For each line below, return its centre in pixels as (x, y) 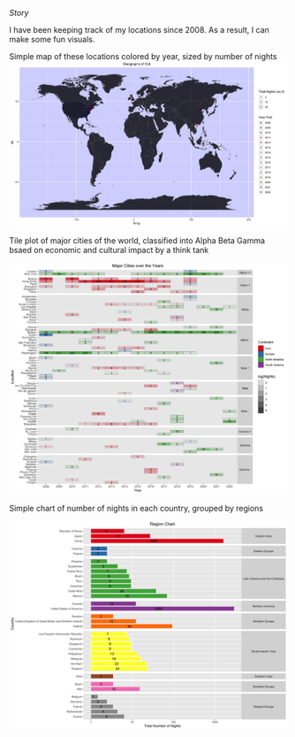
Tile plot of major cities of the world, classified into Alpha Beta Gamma (137, 240)
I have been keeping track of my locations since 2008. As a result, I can (139, 30)
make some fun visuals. (52, 39)
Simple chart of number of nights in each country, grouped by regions (136, 509)
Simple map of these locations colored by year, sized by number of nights (143, 56)
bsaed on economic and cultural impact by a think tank (109, 250)
